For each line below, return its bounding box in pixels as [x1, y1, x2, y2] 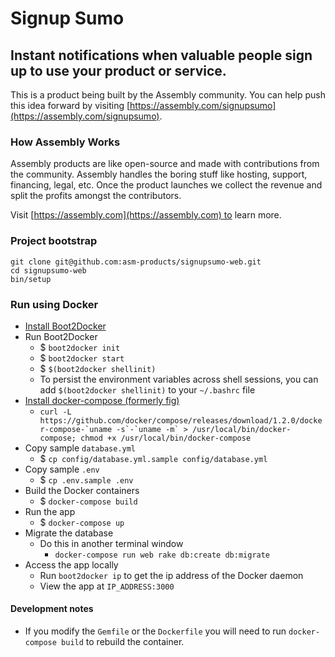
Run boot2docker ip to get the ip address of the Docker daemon [39, 569, 304, 581]
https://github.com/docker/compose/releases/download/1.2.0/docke [39, 415, 323, 426]
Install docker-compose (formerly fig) [24, 394, 180, 406]
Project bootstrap [10, 234, 98, 248]
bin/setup [10, 274, 52, 284]
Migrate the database [24, 527, 114, 539]
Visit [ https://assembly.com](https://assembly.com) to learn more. [10, 209, 282, 221]
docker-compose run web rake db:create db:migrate [54, 550, 271, 560]
